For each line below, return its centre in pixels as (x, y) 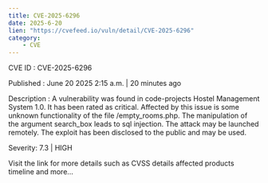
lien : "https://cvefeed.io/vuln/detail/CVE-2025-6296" (101, 30)
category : (25, 38)
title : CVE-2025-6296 (44, 16)
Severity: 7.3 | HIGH (41, 148)
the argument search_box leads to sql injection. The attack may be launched (134, 124)
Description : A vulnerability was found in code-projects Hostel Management (134, 99)
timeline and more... (41, 172)
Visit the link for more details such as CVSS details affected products (121, 163)
